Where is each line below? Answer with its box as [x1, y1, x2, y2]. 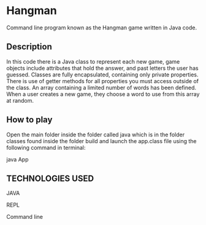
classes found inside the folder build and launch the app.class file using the [6, 137, 197, 144]
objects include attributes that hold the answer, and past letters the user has [6, 64, 199, 72]
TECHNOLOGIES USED [6, 173, 94, 183]
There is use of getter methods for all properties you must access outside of [6, 77, 199, 84]
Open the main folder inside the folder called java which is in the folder [6, 131, 185, 138]
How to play [6, 114, 53, 125]
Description [6, 42, 52, 52]
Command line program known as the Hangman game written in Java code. [6, 24, 197, 31]
